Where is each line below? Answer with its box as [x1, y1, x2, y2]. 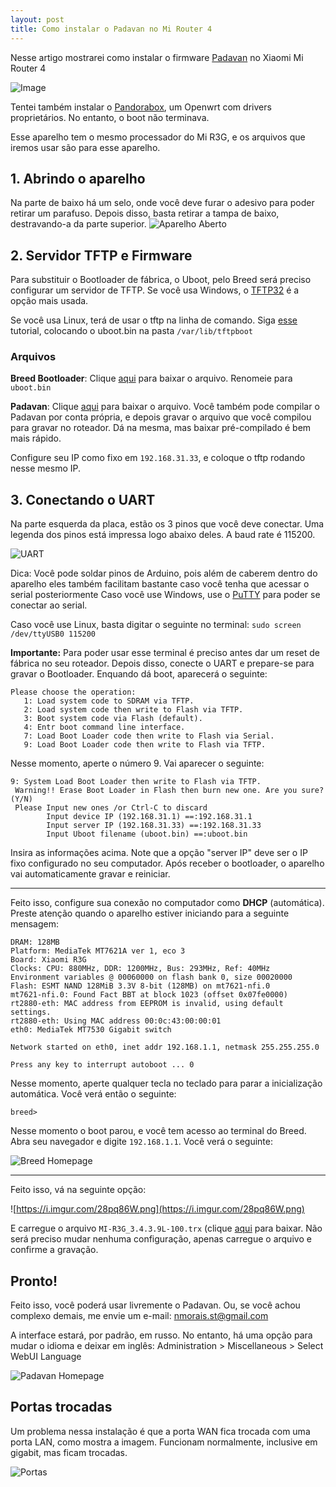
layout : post [10, 14, 65, 25]
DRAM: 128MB [10, 937, 60, 948]
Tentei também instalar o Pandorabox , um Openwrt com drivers [10, 101, 272, 113]
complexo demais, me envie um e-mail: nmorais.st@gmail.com [10, 1310, 269, 1322]
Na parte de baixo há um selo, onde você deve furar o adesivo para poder [10, 197, 315, 209]
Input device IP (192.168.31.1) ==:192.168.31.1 [46, 812, 253, 822]
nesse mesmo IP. [10, 462, 81, 475]
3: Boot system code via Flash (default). [23, 714, 203, 724]
